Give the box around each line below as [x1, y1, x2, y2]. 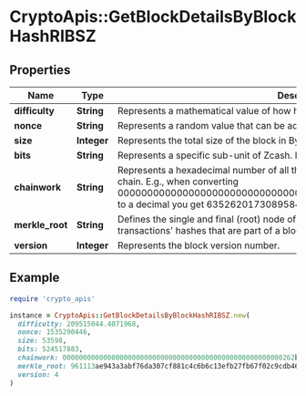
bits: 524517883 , [17, 345, 84, 354]
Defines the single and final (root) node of [117, 213, 297, 225]
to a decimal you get [117, 198, 205, 211]
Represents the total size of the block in [117, 134, 287, 147]
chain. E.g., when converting [117, 175, 240, 188]
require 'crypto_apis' [9, 294, 96, 303]
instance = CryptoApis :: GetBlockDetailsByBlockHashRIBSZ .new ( [9, 310, 250, 320]
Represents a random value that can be [117, 120, 285, 131]
